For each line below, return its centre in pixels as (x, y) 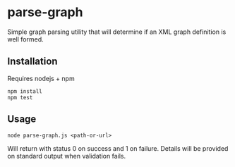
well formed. (25, 39)
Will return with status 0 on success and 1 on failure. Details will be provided (118, 148)
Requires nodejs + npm (41, 78)
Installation (32, 62)
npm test (20, 97)
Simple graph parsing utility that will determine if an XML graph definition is (117, 32)
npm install (25, 91)
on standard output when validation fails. (66, 156)
